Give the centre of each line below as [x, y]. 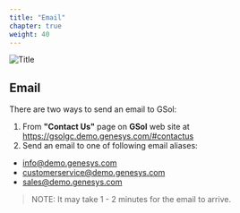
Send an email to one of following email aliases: [110, 146]
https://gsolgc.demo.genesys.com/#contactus [108, 136]
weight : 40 [30, 34]
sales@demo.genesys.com [72, 182]
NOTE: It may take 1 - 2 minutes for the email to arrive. [131, 200]
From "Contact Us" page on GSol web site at [106, 127]
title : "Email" [38, 17]
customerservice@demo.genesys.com [94, 173]
